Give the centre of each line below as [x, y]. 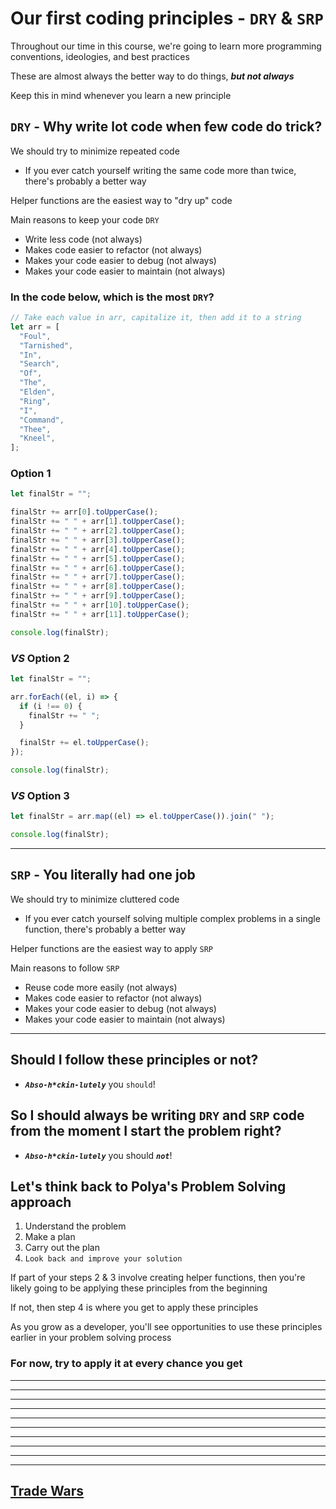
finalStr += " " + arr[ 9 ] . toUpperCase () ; [98, 596]
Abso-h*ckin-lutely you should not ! [98, 1155]
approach [41, 1202]
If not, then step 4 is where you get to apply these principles [134, 1308]
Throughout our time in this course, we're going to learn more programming [166, 46]
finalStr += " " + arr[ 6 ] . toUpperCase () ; [98, 568]
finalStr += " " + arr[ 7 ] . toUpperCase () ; [98, 577]
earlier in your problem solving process [91, 1338]
